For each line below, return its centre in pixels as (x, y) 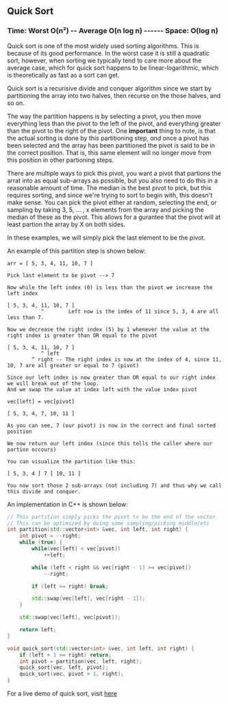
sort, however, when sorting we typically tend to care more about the (104, 60)
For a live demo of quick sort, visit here (62, 694)
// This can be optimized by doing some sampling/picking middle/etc (109, 523)
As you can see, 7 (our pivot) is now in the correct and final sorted (111, 425)
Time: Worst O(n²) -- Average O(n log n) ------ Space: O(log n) (113, 31)
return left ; (38, 630)
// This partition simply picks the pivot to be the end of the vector (111, 517)
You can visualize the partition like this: (72, 461)
